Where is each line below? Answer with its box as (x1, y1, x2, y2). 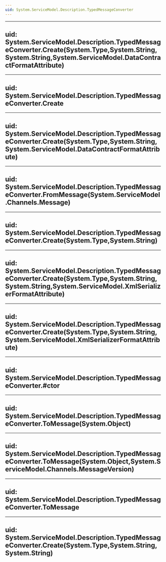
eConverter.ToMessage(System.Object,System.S (5, 458, 161, 466)
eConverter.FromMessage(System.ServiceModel (5, 191, 161, 199)
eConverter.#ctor (5, 381, 60, 390)
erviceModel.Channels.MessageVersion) (5, 465, 134, 473)
